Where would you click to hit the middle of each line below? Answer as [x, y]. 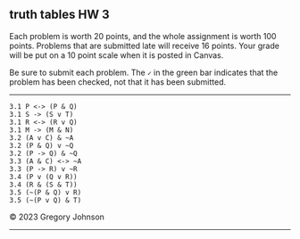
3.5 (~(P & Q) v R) [46, 192]
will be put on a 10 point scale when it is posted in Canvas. [117, 55]
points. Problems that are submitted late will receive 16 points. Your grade [144, 45]
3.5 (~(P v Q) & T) [46, 200]
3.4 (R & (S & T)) [43, 185]
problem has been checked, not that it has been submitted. [118, 82]
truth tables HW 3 [59, 15]
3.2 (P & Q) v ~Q [42, 145]
